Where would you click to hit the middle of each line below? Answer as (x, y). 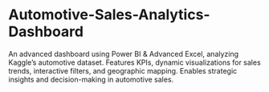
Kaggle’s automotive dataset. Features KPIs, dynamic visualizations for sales (134, 62)
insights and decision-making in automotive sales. (91, 79)
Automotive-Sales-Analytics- (109, 15)
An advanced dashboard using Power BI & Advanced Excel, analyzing (124, 54)
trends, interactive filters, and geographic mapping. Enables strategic (123, 70)
